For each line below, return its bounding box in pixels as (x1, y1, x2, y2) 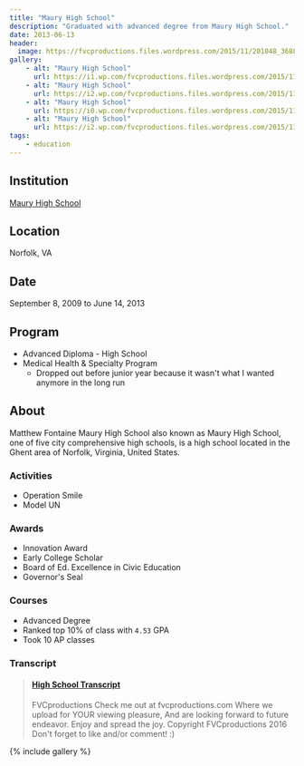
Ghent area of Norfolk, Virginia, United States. (9, 446, 181, 458)
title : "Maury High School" (9, 13, 116, 23)
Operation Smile (22, 490, 83, 501)
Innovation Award (22, 543, 89, 554)
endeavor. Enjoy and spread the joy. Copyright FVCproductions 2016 (31, 718, 288, 730)
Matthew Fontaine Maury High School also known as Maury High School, (9, 427, 282, 438)
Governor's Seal (22, 572, 83, 583)
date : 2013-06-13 (9, 30, 75, 39)
